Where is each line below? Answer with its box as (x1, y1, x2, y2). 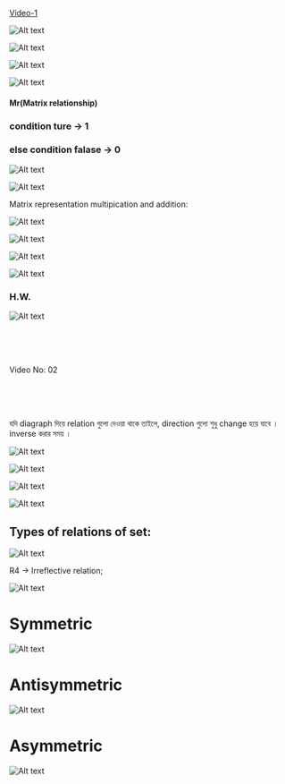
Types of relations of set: (9, 524, 152, 540)
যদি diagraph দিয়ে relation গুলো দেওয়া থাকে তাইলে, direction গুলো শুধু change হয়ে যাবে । (9, 418, 279, 429)
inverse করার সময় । (9, 429, 71, 439)
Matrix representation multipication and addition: (9, 199, 189, 209)
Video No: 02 (9, 364, 58, 375)
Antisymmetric (9, 675, 123, 695)
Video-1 (9, 8, 38, 18)
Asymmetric (9, 736, 103, 755)
